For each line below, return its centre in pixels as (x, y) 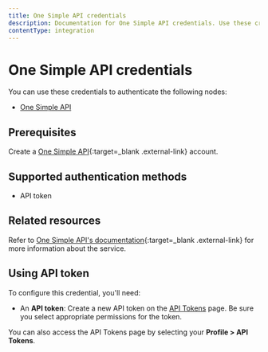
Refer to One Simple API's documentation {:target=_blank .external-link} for (131, 240)
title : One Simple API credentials (67, 16)
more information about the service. (67, 248)
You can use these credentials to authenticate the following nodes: (118, 92)
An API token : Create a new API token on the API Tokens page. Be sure (136, 308)
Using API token (49, 274)
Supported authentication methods (98, 176)
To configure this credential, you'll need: (75, 292)
